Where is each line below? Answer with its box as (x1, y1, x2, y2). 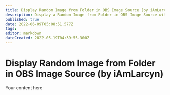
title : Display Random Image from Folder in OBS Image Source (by (5, 7, 148, 13)
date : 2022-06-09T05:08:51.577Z (5, 21, 73, 27)
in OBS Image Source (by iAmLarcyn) (5, 68, 164, 80)
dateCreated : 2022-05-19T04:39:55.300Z (5, 36, 90, 41)
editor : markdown (5, 31, 42, 36)
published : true (5, 17, 39, 22)
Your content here (5, 84, 43, 91)
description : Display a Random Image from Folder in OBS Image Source (5, 12, 157, 17)
